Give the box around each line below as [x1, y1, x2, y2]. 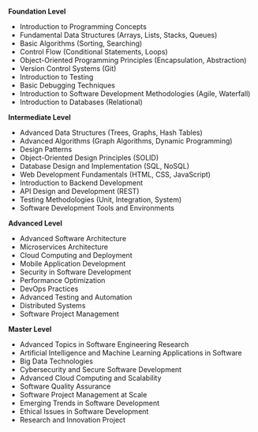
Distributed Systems [19, 301, 86, 310]
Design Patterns [19, 145, 73, 154]
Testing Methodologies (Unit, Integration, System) [19, 195, 182, 204]
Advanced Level [8, 218, 63, 228]
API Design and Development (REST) [19, 187, 140, 196]
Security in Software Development [19, 267, 132, 277]
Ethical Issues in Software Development [19, 407, 149, 416]
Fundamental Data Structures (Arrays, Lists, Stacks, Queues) [19, 31, 218, 39]
